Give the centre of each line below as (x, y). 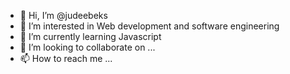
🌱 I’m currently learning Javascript (90, 36)
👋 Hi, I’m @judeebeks (63, 15)
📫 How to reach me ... (66, 58)
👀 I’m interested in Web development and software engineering (149, 26)
